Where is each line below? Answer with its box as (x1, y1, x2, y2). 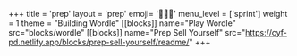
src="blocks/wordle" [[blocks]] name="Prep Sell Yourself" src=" (8, 28, 246, 37)
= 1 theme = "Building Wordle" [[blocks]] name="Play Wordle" (8, 18, 236, 28)
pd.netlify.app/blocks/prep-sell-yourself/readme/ (8, 36, 190, 47)
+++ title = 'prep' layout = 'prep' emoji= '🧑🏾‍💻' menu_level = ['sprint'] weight (8, 9, 288, 19)
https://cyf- (244, 28, 288, 37)
